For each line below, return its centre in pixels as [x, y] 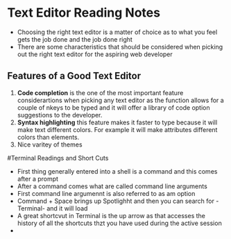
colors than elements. [48, 137]
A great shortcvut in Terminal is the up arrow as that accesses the [111, 215]
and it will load [67, 208]
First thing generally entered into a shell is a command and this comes [117, 171]
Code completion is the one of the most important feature [100, 92]
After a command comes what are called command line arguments [112, 186]
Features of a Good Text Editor [74, 76]
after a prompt [38, 179]
